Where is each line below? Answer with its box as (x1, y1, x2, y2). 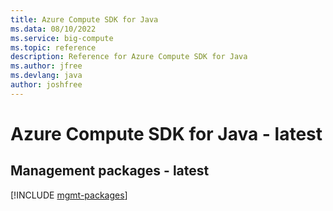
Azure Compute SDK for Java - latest (10, 122, 323, 145)
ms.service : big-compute (10, 33, 114, 43)
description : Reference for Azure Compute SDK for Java (10, 52, 248, 62)
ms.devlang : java (10, 71, 83, 81)
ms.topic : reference (10, 42, 97, 53)
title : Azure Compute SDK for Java (10, 14, 159, 25)
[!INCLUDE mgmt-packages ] (10, 189, 128, 201)
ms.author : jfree (10, 61, 83, 71)
